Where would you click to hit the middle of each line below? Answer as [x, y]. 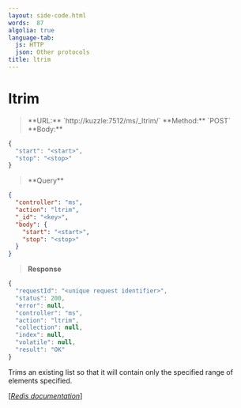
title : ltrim [30, 60]
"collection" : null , [49, 328]
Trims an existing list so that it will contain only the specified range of [120, 372]
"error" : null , [40, 305]
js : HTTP [30, 45]
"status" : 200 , [40, 298]
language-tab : [32, 38]
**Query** [46, 181]
